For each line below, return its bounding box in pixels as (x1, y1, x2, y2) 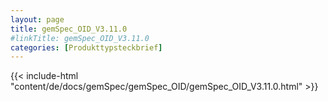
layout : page (10, 14, 65, 25)
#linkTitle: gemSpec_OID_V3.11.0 (10, 33, 150, 43)
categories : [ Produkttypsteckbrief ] (10, 42, 163, 53)
